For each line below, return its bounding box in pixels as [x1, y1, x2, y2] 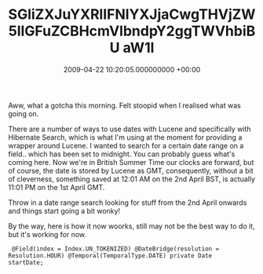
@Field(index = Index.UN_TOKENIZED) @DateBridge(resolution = [11, 245, 220, 253]
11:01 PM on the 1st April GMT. [8, 182, 105, 192]
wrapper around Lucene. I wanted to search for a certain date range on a [8, 141, 244, 150]
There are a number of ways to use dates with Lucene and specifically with [8, 124, 251, 133]
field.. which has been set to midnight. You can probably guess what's [8, 149, 236, 159]
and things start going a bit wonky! [8, 206, 120, 215]
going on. [8, 108, 39, 119]
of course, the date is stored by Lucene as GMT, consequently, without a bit [8, 166, 254, 175]
